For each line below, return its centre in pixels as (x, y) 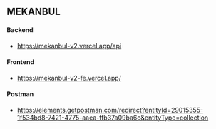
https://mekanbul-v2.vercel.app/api (69, 46)
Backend (20, 30)
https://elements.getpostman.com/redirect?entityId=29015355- (110, 110)
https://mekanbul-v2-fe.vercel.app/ (69, 78)
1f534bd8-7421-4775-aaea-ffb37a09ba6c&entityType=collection (113, 118)
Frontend (21, 62)
